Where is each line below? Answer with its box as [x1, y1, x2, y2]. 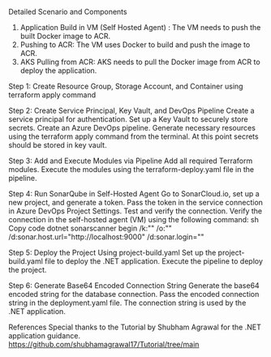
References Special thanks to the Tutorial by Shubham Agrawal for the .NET [8, 322, 261, 332]
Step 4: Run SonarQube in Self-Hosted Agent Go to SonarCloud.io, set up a [8, 189, 260, 198]
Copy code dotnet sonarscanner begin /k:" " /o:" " [8, 223, 172, 233]
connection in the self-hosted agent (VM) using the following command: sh [8, 215, 260, 224]
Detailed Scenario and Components [8, 7, 127, 16]
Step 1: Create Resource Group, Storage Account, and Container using [8, 81, 243, 91]
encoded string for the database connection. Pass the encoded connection [8, 290, 260, 299]
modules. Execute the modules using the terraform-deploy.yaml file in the [8, 165, 254, 174]
